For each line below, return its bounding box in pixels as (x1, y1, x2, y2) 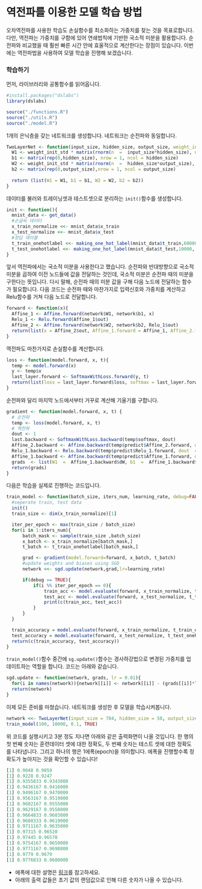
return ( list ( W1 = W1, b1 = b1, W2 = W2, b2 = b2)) (11, 177, 144, 184)
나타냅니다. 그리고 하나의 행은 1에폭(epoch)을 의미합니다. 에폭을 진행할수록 (12, 747, 188, 755)
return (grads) (11, 464, 47, 470)
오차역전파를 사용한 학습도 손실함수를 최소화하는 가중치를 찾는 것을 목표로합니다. (6, 27, 194, 34)
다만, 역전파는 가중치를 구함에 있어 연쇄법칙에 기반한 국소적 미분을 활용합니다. (6, 34, 188, 41)
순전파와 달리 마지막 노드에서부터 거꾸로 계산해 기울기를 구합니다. (6, 396, 159, 404)
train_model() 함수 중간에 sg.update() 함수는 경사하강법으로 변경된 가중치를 (6, 655, 185, 663)
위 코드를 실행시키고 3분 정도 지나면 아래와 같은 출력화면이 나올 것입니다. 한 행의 (6, 732, 194, 740)
